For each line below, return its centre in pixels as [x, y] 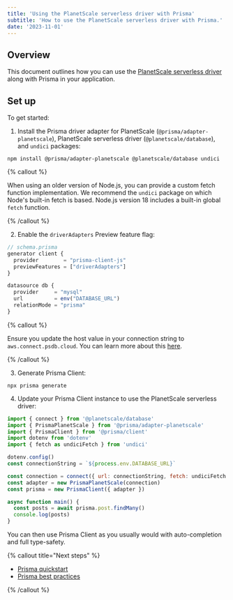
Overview [29, 55]
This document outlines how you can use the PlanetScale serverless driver [114, 72]
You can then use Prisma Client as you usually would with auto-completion [114, 534]
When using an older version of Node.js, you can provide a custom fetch [111, 185]
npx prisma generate [37, 385]
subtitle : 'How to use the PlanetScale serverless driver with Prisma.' [115, 20]
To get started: [29, 118]
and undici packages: [49, 146]
